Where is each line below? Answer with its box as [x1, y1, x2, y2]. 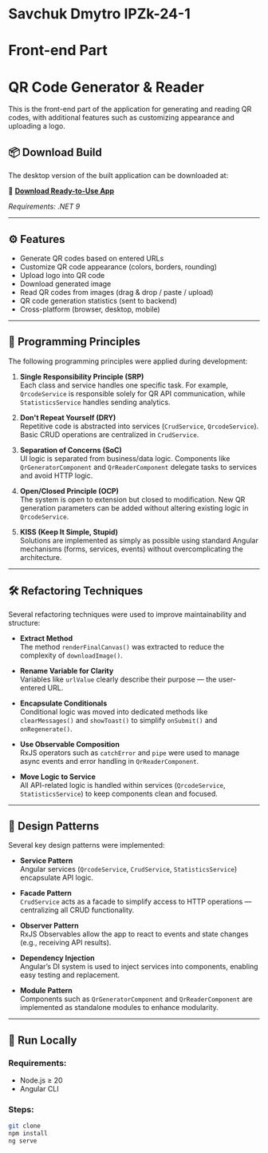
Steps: [8, 1103, 34, 1115]
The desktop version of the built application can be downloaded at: [8, 171, 229, 181]
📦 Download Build [8, 145, 102, 159]
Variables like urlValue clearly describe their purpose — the [19, 674, 217, 684]
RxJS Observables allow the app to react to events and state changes [19, 929, 249, 939]
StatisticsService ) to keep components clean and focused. [19, 789, 218, 798]
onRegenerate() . [19, 724, 73, 734]
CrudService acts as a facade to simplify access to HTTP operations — [19, 897, 252, 907]
